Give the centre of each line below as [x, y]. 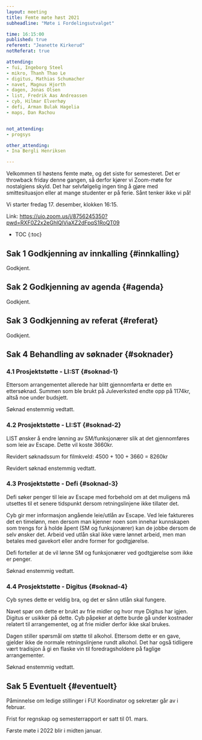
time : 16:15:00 [25, 34]
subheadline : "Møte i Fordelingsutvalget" [60, 23]
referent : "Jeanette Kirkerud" [46, 45]
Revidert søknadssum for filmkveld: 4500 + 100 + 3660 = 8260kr [87, 456]
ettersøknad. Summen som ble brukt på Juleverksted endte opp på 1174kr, [99, 391]
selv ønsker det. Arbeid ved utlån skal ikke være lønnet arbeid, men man [96, 534]
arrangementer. [26, 655]
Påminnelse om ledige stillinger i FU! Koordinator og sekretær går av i [92, 701]
